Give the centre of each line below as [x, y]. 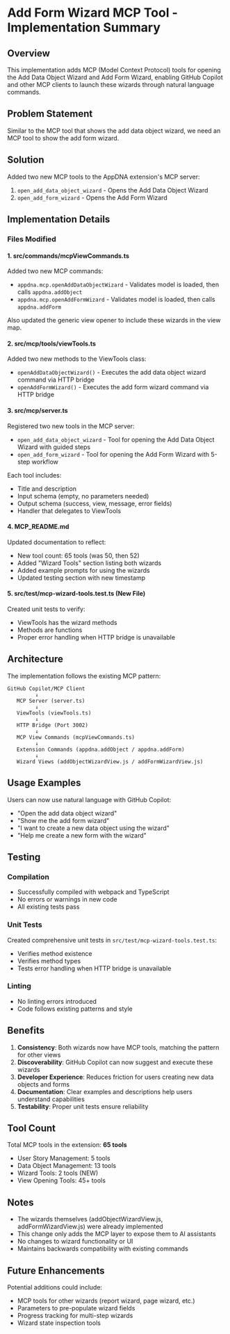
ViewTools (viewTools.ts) [54, 713]
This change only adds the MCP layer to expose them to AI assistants [117, 1234]
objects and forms [43, 1084]
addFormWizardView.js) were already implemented [90, 1227]
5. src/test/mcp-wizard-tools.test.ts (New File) [76, 594]
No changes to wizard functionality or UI [75, 1242]
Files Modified [32, 239]
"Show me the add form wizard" [63, 820]
